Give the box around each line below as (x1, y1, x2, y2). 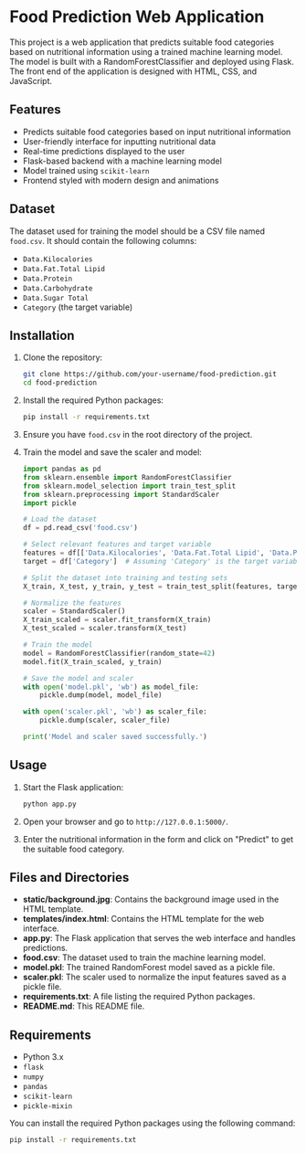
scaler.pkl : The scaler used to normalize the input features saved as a (22, 971, 287, 983)
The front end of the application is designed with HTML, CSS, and (9, 66, 258, 77)
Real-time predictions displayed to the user (22, 145, 185, 156)
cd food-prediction (22, 378, 98, 387)
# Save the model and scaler (22, 673, 134, 682)
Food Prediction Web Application (9, 6, 265, 27)
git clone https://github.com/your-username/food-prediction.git (22, 370, 277, 379)
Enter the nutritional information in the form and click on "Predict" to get (22, 833, 294, 844)
